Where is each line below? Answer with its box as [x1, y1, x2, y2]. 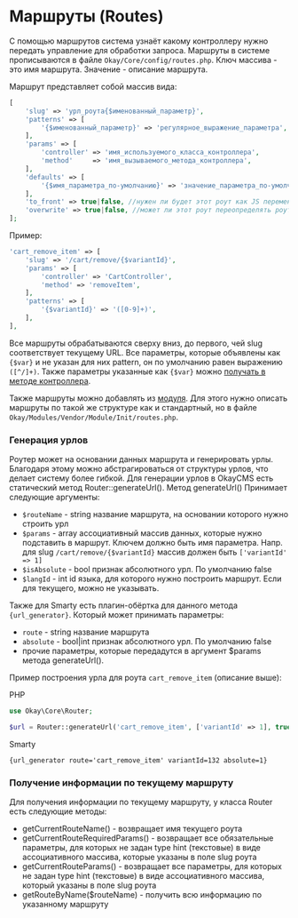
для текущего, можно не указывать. [21, 583, 160, 594]
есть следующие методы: [9, 806, 107, 817]
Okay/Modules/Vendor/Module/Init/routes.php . [9, 411, 179, 422]
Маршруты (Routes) [9, 6, 164, 27]
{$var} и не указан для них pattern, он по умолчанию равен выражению [9, 356, 284, 367]
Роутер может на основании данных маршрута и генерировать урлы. [9, 454, 273, 465]
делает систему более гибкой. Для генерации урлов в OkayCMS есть [9, 473, 274, 483]
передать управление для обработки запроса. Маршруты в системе [9, 44, 271, 55]
